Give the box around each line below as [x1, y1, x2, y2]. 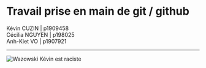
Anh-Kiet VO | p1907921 [6, 37, 67, 45]
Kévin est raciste [39, 55, 82, 62]
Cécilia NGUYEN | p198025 [6, 31, 75, 38]
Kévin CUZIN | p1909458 [6, 25, 69, 32]
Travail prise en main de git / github [6, 4, 190, 18]
